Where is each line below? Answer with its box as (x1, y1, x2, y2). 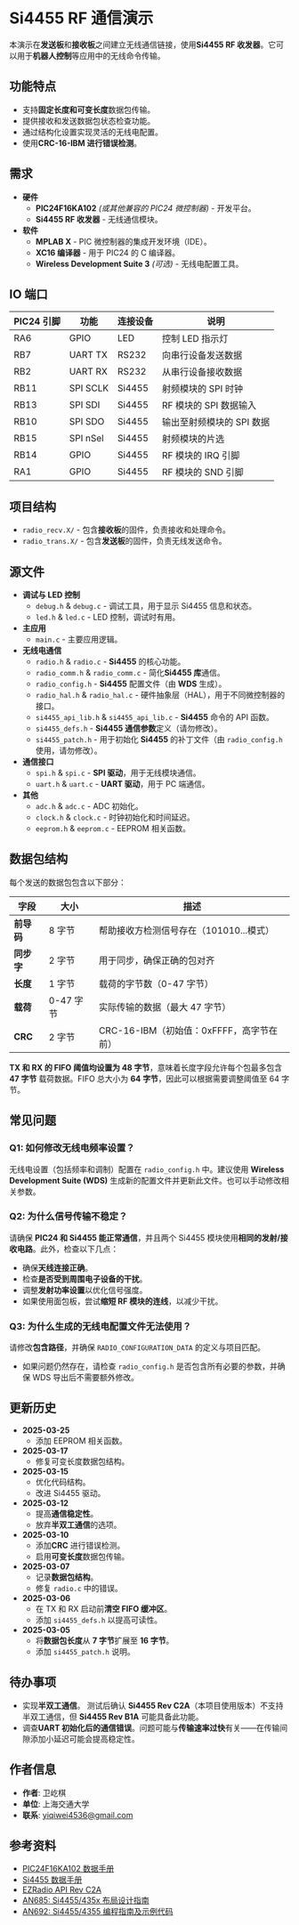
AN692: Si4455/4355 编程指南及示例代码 (21, 1906, 174, 1917)
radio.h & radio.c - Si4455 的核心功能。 (35, 656, 186, 667)
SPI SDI (69, 399, 101, 411)
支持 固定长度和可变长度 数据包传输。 (21, 104, 156, 115)
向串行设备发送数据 (161, 349, 243, 361)
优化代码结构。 (35, 1476, 91, 1487)
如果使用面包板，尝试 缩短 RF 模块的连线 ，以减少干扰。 (21, 1296, 223, 1306)
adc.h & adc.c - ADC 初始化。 (35, 801, 144, 811)
